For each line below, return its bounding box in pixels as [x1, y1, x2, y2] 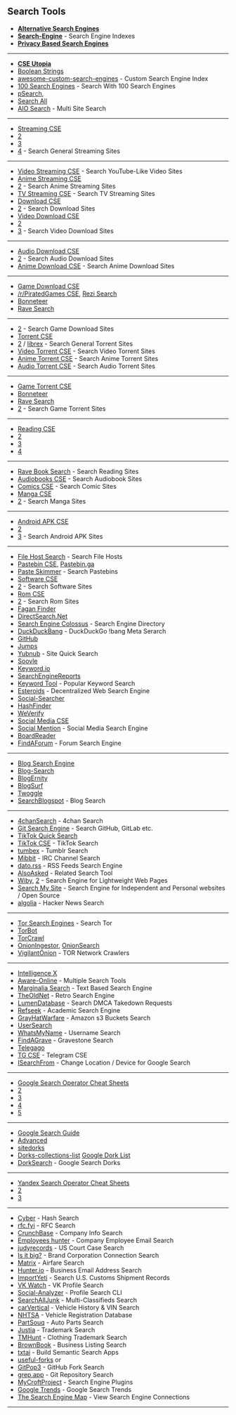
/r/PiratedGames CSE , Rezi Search [17, 289, 117, 298]
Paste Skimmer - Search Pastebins [17, 567, 118, 575]
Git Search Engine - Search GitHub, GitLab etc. [17, 824, 153, 832]
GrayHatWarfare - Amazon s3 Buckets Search [17, 1013, 151, 1022]
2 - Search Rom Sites [17, 597, 79, 605]
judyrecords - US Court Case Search [17, 1243, 124, 1252]
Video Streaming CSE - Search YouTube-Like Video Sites [17, 166, 183, 175]
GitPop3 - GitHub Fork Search [17, 1362, 105, 1371]
